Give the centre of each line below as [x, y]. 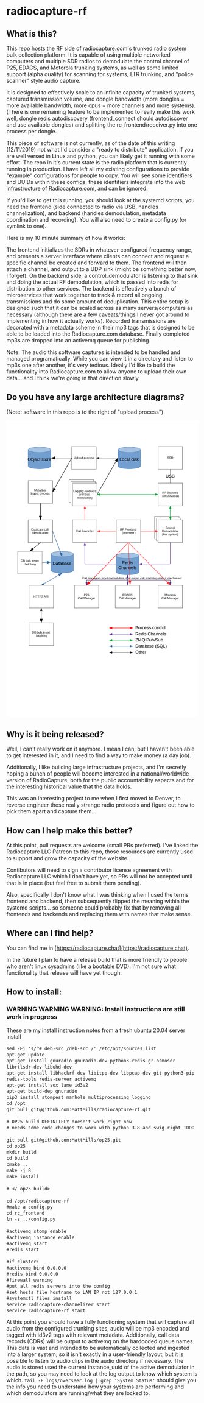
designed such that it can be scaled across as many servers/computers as [100, 308]
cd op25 [16, 1146]
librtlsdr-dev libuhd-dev [39, 1067]
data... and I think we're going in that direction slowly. [73, 378]
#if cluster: [23, 1262]
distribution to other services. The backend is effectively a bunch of [91, 288]
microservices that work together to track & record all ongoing [84, 295]
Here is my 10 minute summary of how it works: [66, 238]
